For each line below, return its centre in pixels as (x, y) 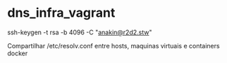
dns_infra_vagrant (61, 13)
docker (18, 53)
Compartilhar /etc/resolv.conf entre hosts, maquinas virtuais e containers (114, 45)
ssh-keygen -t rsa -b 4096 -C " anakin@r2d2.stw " (80, 32)
